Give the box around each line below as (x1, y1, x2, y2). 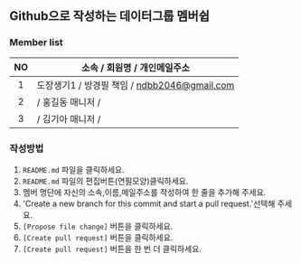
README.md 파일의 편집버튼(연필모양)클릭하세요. (22, 175, 189, 186)
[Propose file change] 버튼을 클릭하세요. (22, 221, 174, 231)
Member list (9, 36, 63, 49)
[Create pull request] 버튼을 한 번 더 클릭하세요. (22, 243, 202, 254)
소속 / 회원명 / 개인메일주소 (80, 61, 190, 74)
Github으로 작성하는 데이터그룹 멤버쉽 (9, 8, 210, 24)
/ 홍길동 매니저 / (36, 96, 101, 108)
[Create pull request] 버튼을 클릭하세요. (22, 231, 174, 242)
